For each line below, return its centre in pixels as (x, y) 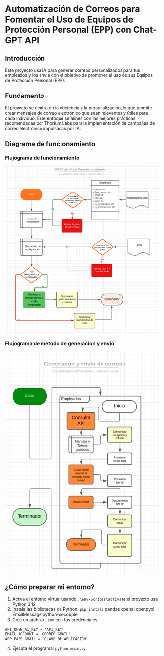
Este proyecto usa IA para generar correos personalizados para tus (72, 70)
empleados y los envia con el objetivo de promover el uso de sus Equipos (79, 75)
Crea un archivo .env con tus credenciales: (55, 620)
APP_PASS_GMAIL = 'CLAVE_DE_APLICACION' (47, 639)
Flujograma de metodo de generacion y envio (60, 343)
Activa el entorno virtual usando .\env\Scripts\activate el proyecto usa (85, 599)
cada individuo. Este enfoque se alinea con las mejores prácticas (70, 118)
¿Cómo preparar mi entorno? (50, 587)
